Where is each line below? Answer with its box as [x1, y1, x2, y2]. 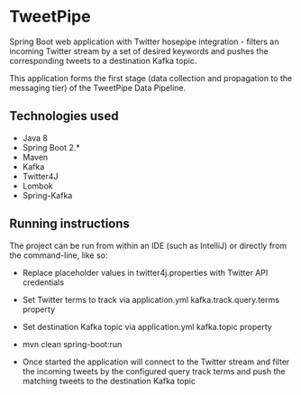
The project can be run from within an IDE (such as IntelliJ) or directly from [9, 240, 287, 251]
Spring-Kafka [22, 189, 73, 200]
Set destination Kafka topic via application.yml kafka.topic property [22, 321, 272, 332]
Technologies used [9, 108, 119, 124]
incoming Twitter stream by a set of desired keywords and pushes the [9, 45, 269, 56]
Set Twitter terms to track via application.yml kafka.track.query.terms [22, 294, 279, 305]
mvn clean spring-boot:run [22, 338, 123, 349]
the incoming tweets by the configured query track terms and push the [22, 365, 286, 376]
